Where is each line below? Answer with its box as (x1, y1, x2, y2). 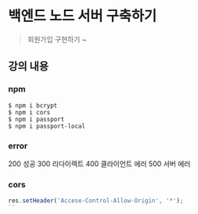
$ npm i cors (8, 108, 51, 116)
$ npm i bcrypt (8, 101, 58, 110)
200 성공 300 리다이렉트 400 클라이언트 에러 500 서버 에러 (8, 158, 191, 169)
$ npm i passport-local (8, 122, 86, 130)
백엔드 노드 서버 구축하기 (8, 7, 157, 25)
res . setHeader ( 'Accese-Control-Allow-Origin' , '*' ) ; (8, 197, 184, 205)
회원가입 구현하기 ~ (27, 34, 87, 44)
